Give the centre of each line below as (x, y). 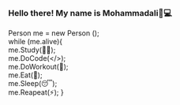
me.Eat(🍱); (25, 75)
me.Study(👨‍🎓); (32, 50)
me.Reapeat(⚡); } (36, 92)
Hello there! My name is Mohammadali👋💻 (90, 13)
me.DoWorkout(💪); (38, 67)
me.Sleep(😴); (33, 84)
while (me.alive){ (36, 42)
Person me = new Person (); (54, 33)
